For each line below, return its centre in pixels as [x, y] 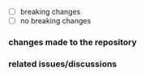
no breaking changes [55, 21]
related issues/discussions [63, 64]
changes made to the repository [73, 42]
